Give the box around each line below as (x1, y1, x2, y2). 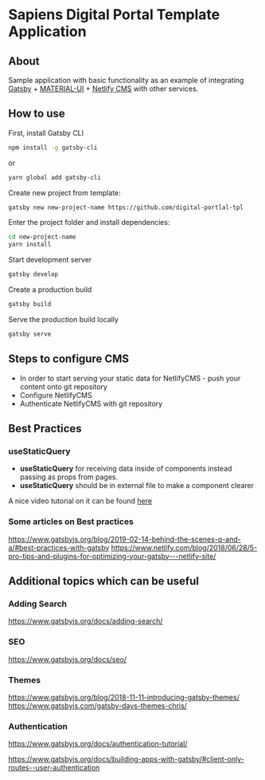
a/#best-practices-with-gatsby (8, 542, 110, 552)
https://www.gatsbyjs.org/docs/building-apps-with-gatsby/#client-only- (8, 754, 244, 764)
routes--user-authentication (8, 763, 100, 773)
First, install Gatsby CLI (8, 128, 84, 137)
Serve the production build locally (8, 314, 119, 324)
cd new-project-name (8, 233, 77, 241)
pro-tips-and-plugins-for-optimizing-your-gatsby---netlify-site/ (8, 551, 216, 561)
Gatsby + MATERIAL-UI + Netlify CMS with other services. (8, 84, 199, 93)
